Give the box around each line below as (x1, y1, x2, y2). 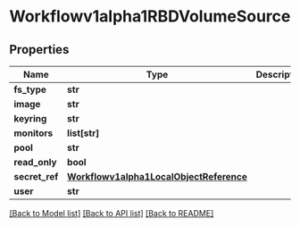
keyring (13, 113, 47, 124)
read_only (13, 156, 57, 168)
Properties (9, 42, 70, 57)
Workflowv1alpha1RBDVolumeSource (9, 6, 291, 27)
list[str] (66, 127, 100, 139)
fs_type (13, 83, 47, 96)
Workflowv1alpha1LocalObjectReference (66, 171, 248, 182)
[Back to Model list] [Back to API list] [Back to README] (9, 208, 214, 218)
